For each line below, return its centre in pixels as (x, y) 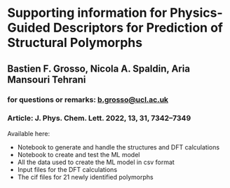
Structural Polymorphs (75, 43)
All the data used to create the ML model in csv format (96, 162)
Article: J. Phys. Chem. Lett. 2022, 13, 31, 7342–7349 (99, 119)
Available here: (29, 133)
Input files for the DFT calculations (67, 169)
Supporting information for (87, 13)
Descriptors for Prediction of (138, 28)
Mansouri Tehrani (47, 80)
